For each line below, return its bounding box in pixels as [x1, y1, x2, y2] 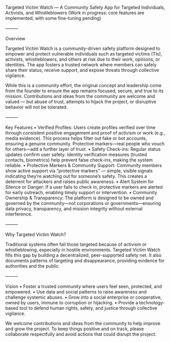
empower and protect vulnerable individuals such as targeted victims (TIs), [5, 51, 162, 57]
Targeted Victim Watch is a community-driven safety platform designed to [5, 45, 160, 51]
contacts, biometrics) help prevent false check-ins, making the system [5, 157, 153, 163]
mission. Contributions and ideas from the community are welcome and [5, 93, 155, 99]
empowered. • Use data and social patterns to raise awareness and [5, 289, 147, 295]
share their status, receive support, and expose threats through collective [5, 67, 159, 73]
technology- [139, 300, 165, 305]
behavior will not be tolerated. [5, 104, 68, 110]
